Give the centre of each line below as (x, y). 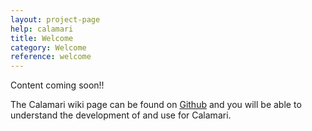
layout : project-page (55, 19)
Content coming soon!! (57, 85)
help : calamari (42, 29)
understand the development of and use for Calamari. (121, 115)
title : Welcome (42, 38)
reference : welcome (51, 57)
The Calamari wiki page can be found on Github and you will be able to (156, 105)
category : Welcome (48, 47)
